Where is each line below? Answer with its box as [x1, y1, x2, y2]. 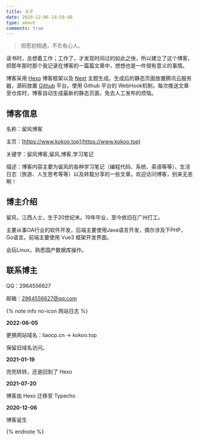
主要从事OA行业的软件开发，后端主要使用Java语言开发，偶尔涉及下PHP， [6, 226, 187, 233]
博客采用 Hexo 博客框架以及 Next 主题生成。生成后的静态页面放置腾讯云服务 [6, 75, 192, 82]
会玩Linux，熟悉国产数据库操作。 [6, 246, 87, 253]
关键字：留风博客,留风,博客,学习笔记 [6, 150, 94, 158]
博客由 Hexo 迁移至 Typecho [6, 392, 76, 399]
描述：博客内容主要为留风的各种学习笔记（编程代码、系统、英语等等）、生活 [6, 163, 191, 171]
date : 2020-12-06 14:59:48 [6, 14, 73, 20]
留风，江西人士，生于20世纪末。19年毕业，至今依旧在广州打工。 [6, 214, 163, 221]
